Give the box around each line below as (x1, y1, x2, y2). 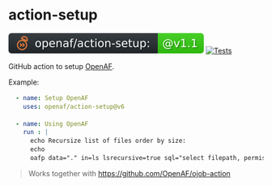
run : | (23, 128, 49, 136)
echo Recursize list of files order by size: (29, 136, 186, 145)
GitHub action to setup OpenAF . (8, 61, 115, 71)
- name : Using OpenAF (15, 119, 89, 128)
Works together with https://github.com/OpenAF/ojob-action (28, 168, 231, 178)
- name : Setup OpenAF (15, 93, 89, 102)
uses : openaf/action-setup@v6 (23, 102, 125, 110)
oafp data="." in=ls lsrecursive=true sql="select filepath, (29, 154, 241, 162)
